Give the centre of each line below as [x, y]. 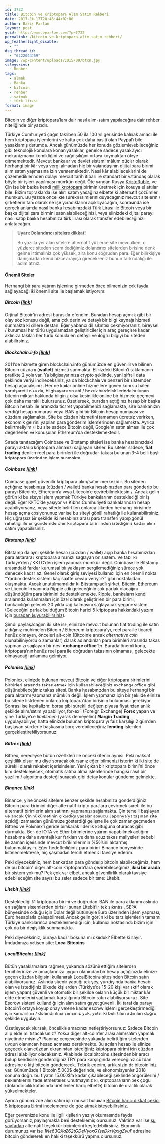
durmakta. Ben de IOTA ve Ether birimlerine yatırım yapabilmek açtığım [77, 832]
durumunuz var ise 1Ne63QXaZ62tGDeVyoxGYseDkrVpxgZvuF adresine [78, 1131]
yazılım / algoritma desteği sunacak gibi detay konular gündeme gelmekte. [81, 777]
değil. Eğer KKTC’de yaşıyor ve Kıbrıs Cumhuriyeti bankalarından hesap [78, 502]
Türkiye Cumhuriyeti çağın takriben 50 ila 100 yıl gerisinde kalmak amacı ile [81, 134]
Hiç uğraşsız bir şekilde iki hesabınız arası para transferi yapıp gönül [74, 518]
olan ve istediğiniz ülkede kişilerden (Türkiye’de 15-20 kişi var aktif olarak [79, 987]
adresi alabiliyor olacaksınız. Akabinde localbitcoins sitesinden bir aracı [77, 1054]
